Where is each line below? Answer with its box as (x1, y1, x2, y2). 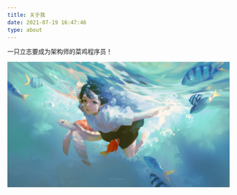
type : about (7, 26, 42, 33)
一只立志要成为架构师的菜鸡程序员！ (7, 47, 113, 56)
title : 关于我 (7, 11, 46, 18)
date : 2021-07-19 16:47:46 (7, 18, 87, 26)
